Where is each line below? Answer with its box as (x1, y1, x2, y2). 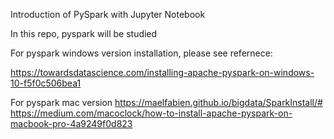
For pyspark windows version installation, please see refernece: (10, 47, 273, 59)
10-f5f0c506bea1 (10, 77, 82, 89)
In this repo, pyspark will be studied (10, 28, 158, 39)
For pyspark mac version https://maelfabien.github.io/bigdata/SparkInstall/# (10, 97, 323, 108)
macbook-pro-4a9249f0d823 (10, 118, 133, 129)
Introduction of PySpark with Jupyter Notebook (10, 9, 206, 20)
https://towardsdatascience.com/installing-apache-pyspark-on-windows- (10, 67, 315, 78)
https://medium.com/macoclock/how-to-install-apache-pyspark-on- (10, 107, 293, 119)
